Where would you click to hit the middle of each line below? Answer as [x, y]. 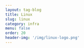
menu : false [18, 28]
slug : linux [18, 19]
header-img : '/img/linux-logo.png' [43, 38]
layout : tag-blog [23, 10]
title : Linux [19, 14]
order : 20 [16, 33]
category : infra [22, 24]
